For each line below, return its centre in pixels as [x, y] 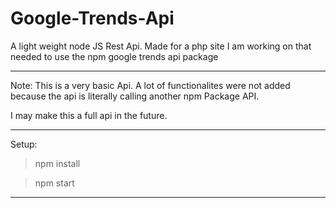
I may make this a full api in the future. [89, 115]
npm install [57, 163]
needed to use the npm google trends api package [114, 56]
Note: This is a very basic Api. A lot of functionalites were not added [150, 85]
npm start [54, 183]
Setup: [24, 144]
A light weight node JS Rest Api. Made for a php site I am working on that [161, 46]
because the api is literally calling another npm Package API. [135, 96]
